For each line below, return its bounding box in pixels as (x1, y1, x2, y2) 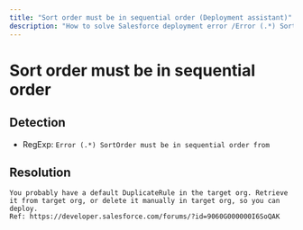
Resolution (9, 164, 71, 180)
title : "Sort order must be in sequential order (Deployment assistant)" (9, 13, 293, 22)
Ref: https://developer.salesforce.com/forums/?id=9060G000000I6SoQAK (9, 212, 280, 221)
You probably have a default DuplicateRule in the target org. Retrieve (9, 189, 289, 198)
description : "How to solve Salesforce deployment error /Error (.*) (9, 22, 277, 31)
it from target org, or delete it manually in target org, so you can (9, 197, 280, 206)
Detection (9, 115, 66, 130)
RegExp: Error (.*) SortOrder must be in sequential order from (22, 138, 271, 149)
